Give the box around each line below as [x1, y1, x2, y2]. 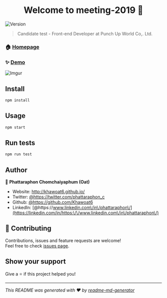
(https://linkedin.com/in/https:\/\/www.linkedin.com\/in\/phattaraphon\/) [12, 210, 159, 216]
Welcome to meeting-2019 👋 [23, 4, 144, 16]
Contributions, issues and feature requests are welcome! [5, 237, 121, 244]
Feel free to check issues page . [5, 243, 70, 249]
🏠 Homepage [5, 43, 40, 50]
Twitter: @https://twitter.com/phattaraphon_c [12, 194, 105, 200]
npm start [5, 125, 26, 130]
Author [5, 166, 27, 174]
